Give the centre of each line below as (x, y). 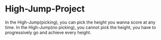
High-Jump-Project (45, 9)
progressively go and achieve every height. (48, 32)
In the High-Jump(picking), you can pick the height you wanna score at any (80, 22)
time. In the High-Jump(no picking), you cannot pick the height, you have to (80, 27)
